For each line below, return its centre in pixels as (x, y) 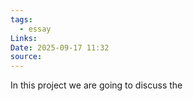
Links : (24, 38)
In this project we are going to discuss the (96, 85)
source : (26, 57)
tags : (21, 19)
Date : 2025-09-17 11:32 (60, 47)
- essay (35, 29)
